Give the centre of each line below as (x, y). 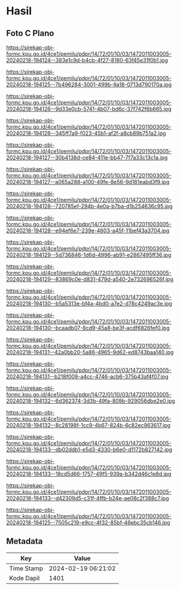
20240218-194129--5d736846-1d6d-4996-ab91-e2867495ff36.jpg (89, 255)
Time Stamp (26, 568)
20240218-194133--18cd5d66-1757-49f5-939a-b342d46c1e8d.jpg (89, 474)
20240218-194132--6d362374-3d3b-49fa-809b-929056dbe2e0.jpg (90, 401)
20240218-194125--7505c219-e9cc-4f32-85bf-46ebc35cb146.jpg (88, 523)
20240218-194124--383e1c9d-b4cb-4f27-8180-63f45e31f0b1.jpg (87, 60)
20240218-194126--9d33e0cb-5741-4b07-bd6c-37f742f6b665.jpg (89, 109)
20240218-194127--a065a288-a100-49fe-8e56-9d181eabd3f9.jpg (88, 182)
